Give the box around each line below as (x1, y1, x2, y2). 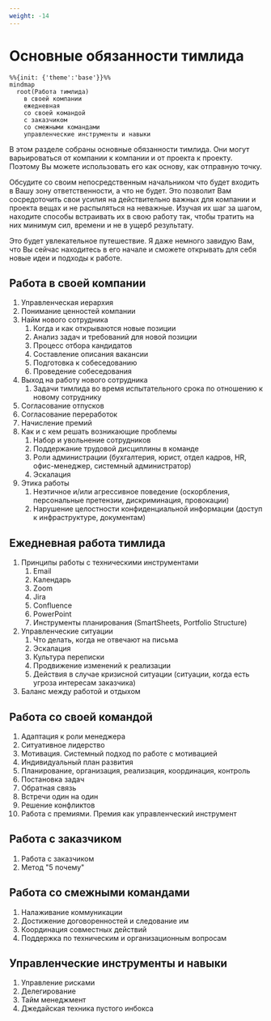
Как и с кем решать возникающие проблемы (20, 426, 177, 437)
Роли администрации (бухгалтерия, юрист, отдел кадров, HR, (32, 452, 248, 462)
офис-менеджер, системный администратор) (32, 461, 192, 471)
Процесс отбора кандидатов (32, 341, 133, 350)
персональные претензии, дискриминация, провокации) (32, 495, 230, 506)
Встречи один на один (20, 792, 99, 801)
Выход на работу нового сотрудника (20, 375, 148, 385)
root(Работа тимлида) (16, 87, 90, 95)
